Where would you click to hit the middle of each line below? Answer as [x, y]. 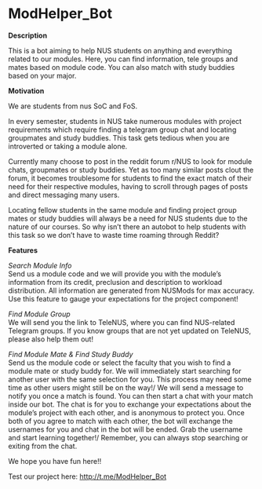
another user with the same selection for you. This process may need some [130, 379]
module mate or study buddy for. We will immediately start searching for [125, 370]
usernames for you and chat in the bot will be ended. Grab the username [126, 429]
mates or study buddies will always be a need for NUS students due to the [128, 218]
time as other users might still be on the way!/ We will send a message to [126, 387]
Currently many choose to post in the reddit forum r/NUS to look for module [130, 161]
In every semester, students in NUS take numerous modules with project [125, 121]
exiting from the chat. [43, 446]
